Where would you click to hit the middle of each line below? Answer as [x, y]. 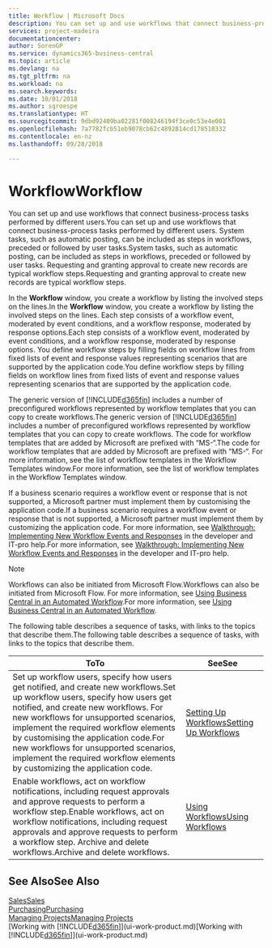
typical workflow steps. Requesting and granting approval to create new [127, 274]
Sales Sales [27, 901]
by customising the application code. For [89, 738]
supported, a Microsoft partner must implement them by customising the [130, 502]
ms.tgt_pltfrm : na [39, 76]
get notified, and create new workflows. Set [94, 687]
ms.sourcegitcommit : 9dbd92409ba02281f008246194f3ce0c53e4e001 [117, 122]
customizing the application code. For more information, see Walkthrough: [132, 527]
